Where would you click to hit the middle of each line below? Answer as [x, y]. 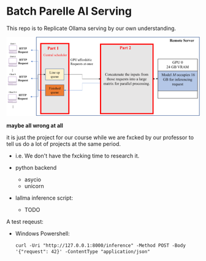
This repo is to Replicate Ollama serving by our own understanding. [91, 28]
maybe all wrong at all [35, 125]
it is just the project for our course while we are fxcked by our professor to [100, 137]
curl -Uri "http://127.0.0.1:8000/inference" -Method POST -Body [100, 245]
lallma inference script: [44, 198]
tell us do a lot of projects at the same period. [64, 144]
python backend [36, 167]
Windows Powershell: [43, 233]
